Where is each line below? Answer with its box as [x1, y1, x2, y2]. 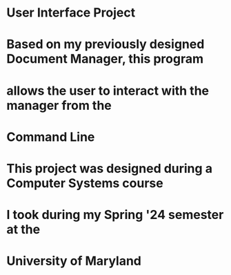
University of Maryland [6, 254, 142, 269]
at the [6, 222, 41, 238]
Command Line [6, 129, 95, 144]
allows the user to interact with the [6, 83, 210, 98]
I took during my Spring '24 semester [6, 207, 224, 222]
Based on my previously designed [6, 37, 205, 53]
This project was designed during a [6, 160, 213, 176]
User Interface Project [6, 5, 136, 21]
